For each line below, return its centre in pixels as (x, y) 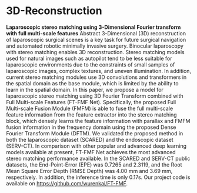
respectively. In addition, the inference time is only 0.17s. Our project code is (98, 177)
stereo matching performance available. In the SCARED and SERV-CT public (98, 158)
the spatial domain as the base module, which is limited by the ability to (92, 83)
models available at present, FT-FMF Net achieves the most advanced (91, 152)
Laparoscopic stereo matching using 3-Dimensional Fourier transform (94, 27)
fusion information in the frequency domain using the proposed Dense (91, 127)
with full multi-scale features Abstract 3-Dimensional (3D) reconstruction (96, 33)
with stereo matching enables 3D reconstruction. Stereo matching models (95, 52)
